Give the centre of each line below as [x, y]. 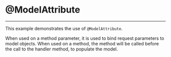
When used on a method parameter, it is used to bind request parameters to [85, 38]
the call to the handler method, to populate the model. [62, 49]
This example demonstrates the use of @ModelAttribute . [64, 28]
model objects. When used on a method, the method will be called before [82, 43]
